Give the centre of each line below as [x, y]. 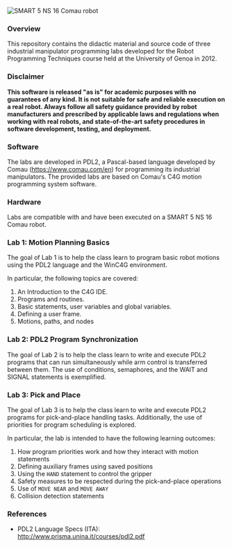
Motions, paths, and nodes [56, 321]
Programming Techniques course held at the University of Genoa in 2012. [112, 58]
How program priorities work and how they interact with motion [108, 452]
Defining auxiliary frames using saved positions [85, 466]
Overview [24, 28]
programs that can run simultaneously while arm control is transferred [107, 362]
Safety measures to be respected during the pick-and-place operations [119, 481]
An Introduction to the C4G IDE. [62, 292]
